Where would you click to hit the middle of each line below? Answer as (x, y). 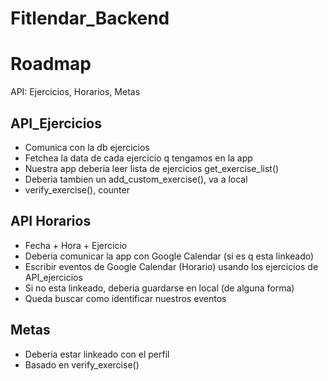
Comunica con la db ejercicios (87, 147)
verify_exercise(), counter (77, 189)
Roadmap (51, 64)
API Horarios (51, 221)
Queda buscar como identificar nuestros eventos (125, 298)
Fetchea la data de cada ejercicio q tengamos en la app (138, 158)
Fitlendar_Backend (90, 18)
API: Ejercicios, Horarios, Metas (75, 92)
